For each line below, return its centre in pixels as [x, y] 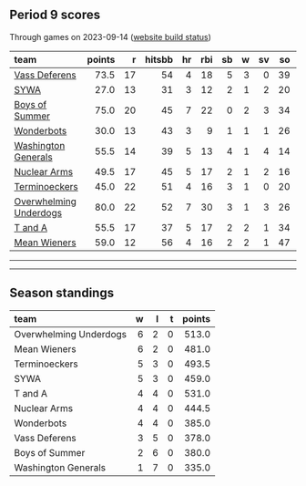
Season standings [62, 293]
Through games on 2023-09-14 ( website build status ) [111, 36]
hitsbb [159, 59]
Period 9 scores [55, 15]
